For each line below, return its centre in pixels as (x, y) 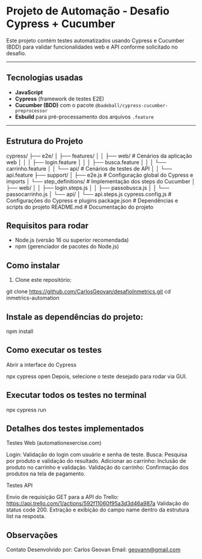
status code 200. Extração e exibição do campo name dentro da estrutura (98, 510)
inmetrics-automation (33, 298)
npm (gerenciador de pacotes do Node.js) (67, 246)
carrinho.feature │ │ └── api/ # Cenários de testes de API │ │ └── (89, 168)
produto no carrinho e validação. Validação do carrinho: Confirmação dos (97, 468)
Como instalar (33, 265)
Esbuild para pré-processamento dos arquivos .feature (84, 117)
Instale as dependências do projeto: (75, 317)
